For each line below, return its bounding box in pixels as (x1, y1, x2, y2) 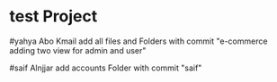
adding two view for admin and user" (9, 45, 147, 55)
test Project (9, 6, 98, 27)
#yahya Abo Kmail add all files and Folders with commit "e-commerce (9, 36, 268, 46)
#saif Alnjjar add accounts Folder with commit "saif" (9, 62, 202, 73)
